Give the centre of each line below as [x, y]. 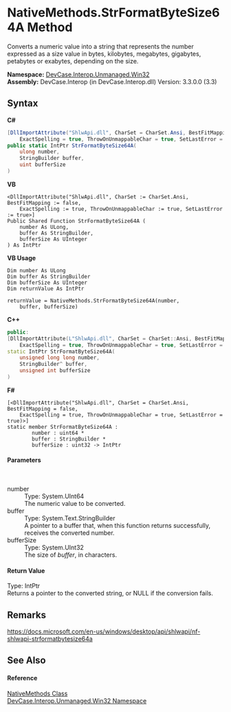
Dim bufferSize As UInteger [47, 283]
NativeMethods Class [37, 693]
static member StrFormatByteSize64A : [63, 427]
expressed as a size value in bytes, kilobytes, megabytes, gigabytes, [104, 54]
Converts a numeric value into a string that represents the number [101, 46]
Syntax [23, 104]
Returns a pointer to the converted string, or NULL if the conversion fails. [110, 593]
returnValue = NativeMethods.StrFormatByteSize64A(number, [93, 301]
